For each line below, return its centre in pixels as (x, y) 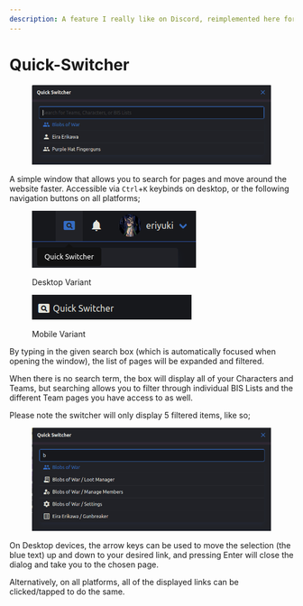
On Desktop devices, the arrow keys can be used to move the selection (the (150, 545)
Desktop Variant (62, 282)
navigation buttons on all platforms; (75, 197)
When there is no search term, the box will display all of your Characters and (151, 378)
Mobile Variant (59, 334)
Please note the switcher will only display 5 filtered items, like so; (130, 415)
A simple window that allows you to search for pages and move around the (148, 179)
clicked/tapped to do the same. (67, 592)
